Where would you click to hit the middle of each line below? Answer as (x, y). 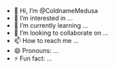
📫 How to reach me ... (46, 41)
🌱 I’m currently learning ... (51, 25)
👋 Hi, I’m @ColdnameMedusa (56, 11)
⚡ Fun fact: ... (33, 58)
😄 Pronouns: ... (36, 51)
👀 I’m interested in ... (43, 18)
